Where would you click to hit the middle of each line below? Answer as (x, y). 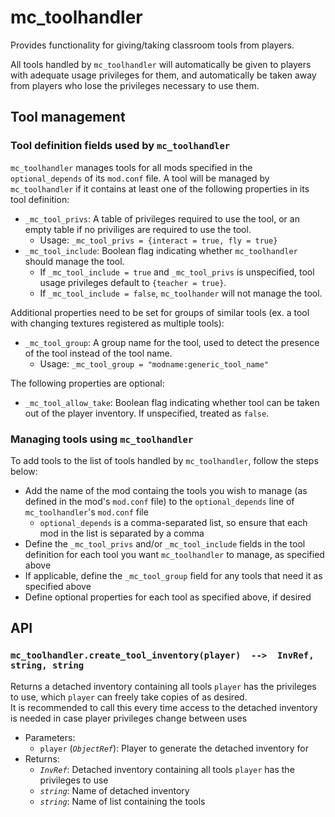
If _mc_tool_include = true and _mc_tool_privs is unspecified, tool (177, 272)
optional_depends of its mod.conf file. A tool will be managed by (140, 178)
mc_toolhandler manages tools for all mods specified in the (131, 167)
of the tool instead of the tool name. (98, 353)
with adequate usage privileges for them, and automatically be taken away (163, 75)
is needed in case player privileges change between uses (129, 718)
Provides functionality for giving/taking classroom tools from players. (152, 45)
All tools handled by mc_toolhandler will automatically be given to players (161, 64)
